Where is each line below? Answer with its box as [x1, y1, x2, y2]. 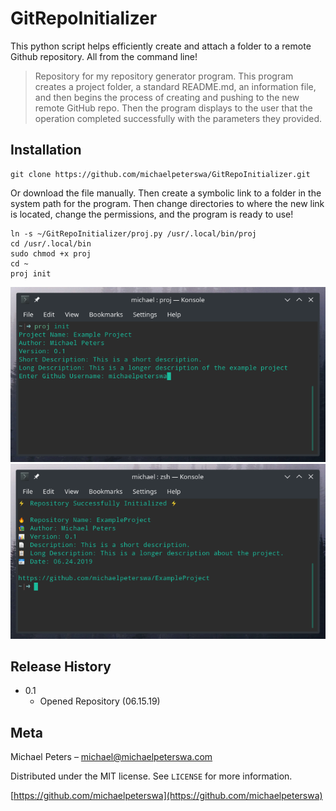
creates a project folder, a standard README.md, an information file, [34, 80, 317, 92]
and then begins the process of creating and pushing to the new [34, 91, 300, 103]
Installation [10, 142, 82, 159]
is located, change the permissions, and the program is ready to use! [10, 208, 294, 220]
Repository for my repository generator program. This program [34, 70, 294, 82]
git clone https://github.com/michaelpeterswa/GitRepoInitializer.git [10, 169, 311, 179]
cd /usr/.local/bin [10, 238, 92, 249]
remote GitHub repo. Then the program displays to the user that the [34, 102, 313, 114]
